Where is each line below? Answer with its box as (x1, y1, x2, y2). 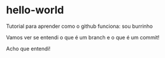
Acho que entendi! (6, 45, 51, 52)
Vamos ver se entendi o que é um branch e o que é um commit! (6, 34, 160, 41)
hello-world (6, 3, 65, 17)
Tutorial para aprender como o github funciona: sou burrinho (6, 23, 153, 30)
